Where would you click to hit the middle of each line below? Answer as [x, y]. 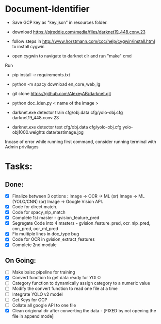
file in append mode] [33, 316]
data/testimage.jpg [65, 132]
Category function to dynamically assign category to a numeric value [81, 283]
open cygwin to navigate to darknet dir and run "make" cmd [72, 56]
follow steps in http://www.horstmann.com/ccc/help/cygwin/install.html [83, 41]
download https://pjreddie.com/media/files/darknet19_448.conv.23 [79, 32]
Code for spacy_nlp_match [39, 212]
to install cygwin [28, 46]
